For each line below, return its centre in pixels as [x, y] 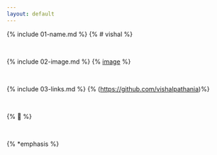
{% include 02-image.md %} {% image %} [69, 62]
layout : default [30, 14]
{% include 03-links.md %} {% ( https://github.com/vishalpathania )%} [108, 88]
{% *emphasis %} [33, 144]
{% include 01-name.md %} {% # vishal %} [69, 34]
